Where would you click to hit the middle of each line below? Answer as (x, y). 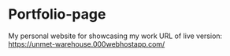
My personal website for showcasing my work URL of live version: (115, 36)
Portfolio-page (57, 14)
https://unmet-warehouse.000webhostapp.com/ (87, 44)
